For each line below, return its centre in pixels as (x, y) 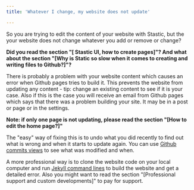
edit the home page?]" (35, 125)
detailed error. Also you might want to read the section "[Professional (91, 174)
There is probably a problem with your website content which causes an (95, 76)
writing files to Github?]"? (39, 65)
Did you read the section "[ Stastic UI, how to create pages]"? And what (96, 52)
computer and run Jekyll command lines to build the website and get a (93, 168)
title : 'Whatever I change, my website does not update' (78, 12)
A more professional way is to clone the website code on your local (88, 161)
